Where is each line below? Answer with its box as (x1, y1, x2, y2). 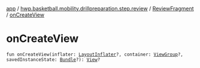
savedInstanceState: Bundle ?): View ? (6, 56, 101, 63)
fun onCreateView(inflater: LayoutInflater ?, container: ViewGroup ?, (6, 51, 184, 57)
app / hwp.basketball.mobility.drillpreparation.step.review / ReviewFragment (6, 5, 194, 12)
